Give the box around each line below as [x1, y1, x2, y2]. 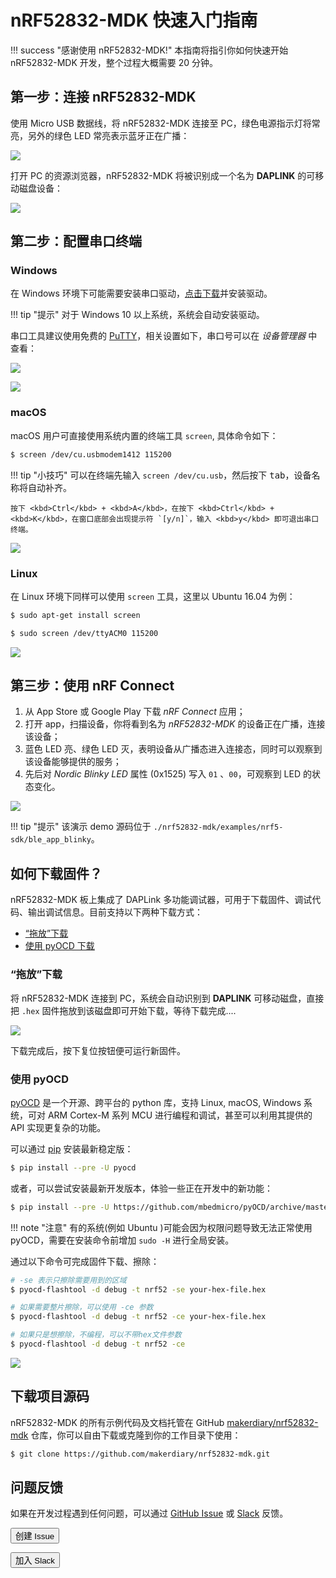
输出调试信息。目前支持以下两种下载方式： [27, 906, 203, 918]
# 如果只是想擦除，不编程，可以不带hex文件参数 [10, 1330, 182, 1340]
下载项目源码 [10, 1388, 90, 1405]
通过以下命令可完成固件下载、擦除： [10, 1255, 160, 1267]
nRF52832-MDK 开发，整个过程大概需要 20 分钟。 [10, 56, 219, 68]
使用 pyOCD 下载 [24, 940, 95, 952]
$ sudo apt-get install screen [10, 610, 141, 620]
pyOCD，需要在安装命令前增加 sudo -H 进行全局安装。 [10, 1234, 235, 1246]
